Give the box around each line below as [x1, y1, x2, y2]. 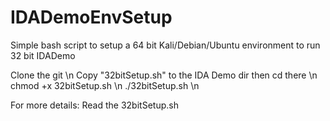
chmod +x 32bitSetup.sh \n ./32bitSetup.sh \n [10, 79, 200, 91]
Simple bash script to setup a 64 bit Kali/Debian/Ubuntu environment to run [10, 39, 321, 51]
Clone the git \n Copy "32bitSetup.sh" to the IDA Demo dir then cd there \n [10, 69, 318, 81]
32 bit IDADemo [10, 49, 76, 61]
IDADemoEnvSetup [10, 6, 173, 29]
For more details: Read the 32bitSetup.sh [10, 99, 179, 111]
